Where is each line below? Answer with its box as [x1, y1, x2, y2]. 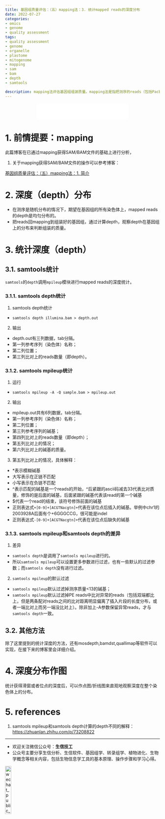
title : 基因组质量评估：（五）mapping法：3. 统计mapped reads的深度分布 [5, 7, 140, 12]
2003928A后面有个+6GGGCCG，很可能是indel [12, 510, 108, 516]
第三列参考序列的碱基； [12, 428, 60, 434]
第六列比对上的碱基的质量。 [12, 446, 69, 453]
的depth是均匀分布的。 [12, 212, 59, 219]
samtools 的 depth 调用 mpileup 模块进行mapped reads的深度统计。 [5, 279, 135, 285]
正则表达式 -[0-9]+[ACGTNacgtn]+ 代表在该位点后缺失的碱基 [12, 516, 130, 522]
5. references [5, 706, 61, 718]
